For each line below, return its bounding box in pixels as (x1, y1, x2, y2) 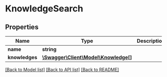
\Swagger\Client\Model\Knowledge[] (42, 54, 132, 61)
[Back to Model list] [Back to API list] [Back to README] (5, 67, 119, 73)
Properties (5, 23, 39, 31)
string (42, 46, 57, 53)
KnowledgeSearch (5, 3, 83, 14)
